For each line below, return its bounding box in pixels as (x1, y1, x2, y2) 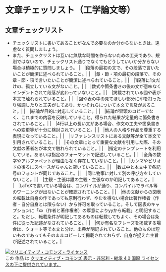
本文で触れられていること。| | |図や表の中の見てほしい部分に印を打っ (12, 96, 157, 102)
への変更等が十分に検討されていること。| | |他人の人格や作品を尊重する (12, 127, 162, 133)
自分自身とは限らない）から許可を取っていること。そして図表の (21, 202, 151, 207)
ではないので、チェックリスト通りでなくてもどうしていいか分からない (16, 59, 160, 65)
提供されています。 (22, 262, 61, 267)
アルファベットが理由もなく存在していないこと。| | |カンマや (21, 158, 149, 164)
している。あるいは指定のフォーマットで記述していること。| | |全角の (12, 152, 157, 157)
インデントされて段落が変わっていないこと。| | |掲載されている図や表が (12, 90, 161, 95)
